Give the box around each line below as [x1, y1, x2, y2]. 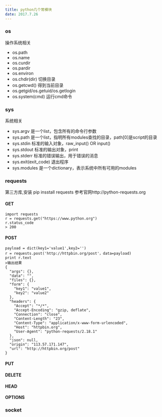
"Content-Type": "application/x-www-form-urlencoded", [14, 320, 128, 325]
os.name [12, 54, 30, 60]
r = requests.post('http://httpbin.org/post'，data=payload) [5, 251, 132, 256]
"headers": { [9, 299, 36, 304]
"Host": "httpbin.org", [14, 324, 63, 330]
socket [5, 407, 22, 414]
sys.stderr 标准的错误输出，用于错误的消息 [12, 153, 98, 159]
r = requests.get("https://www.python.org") [5, 216, 97, 221]
